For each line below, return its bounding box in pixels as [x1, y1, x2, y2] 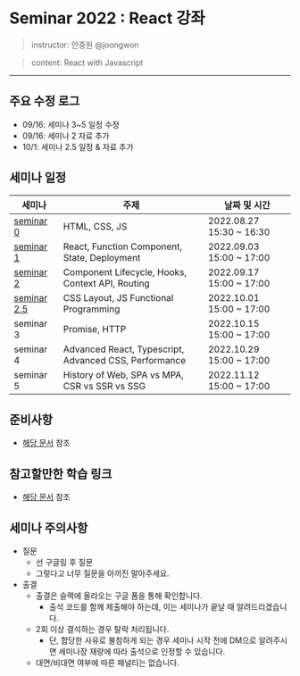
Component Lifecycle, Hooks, [62, 265, 187, 278]
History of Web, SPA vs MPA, [62, 368, 185, 380]
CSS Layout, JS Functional [62, 291, 174, 304]
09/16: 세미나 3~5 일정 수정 [21, 119, 120, 129]
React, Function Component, [62, 240, 183, 253]
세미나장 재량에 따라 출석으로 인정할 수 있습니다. [58, 647, 226, 656]
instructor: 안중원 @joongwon [30, 39, 140, 50]
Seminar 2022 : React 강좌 [9, 8, 205, 29]
